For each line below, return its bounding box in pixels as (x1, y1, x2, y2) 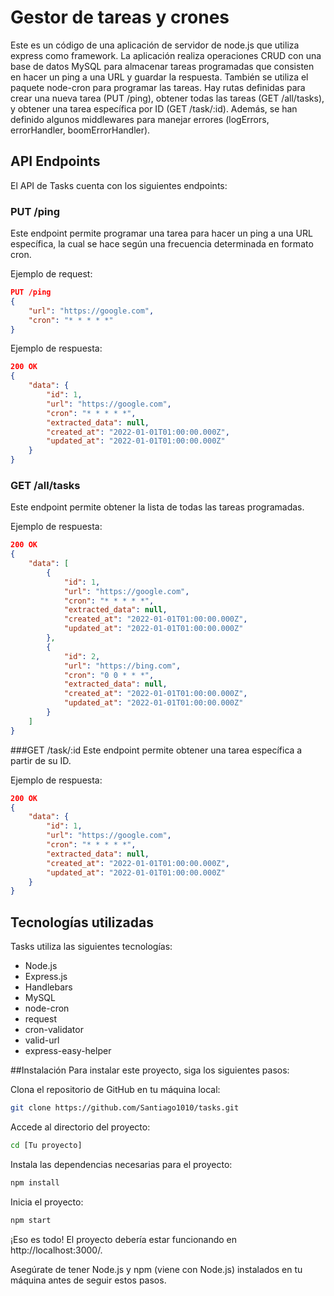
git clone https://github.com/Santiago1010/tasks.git (10, 1103, 240, 1113)
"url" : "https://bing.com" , (63, 661, 182, 671)
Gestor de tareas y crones (10, 6, 230, 29)
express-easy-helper (24, 1045, 112, 1057)
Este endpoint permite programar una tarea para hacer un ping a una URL (10, 227, 313, 240)
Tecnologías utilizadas (10, 914, 154, 931)
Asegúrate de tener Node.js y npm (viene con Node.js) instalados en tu (10, 1263, 303, 1275)
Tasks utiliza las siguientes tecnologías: (10, 941, 173, 953)
